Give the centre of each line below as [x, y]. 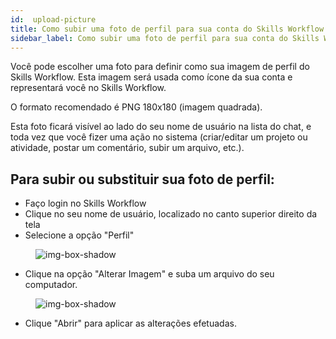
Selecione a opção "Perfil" [79, 235]
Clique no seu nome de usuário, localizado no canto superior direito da [171, 214]
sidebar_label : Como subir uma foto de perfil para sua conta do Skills [165, 38]
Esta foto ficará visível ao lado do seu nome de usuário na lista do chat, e [161, 127]
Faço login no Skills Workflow [85, 203]
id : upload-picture [53, 19]
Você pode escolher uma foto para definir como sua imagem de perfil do [160, 67]
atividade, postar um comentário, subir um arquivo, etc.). [127, 148]
